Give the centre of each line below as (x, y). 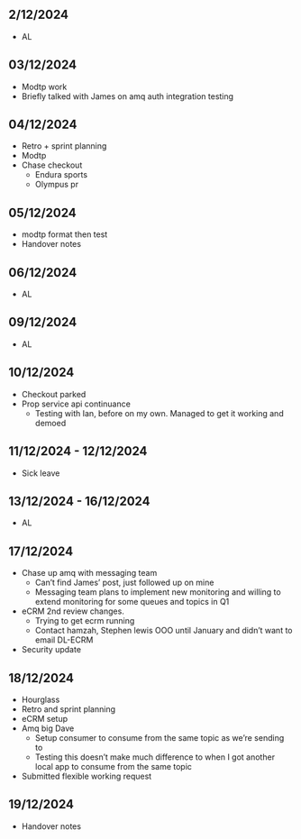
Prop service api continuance (76, 404)
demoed (50, 423)
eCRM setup (45, 718)
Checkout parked (54, 394)
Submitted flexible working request (87, 776)
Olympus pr (56, 185)
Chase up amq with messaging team (89, 573)
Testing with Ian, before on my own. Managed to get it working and (160, 413)
